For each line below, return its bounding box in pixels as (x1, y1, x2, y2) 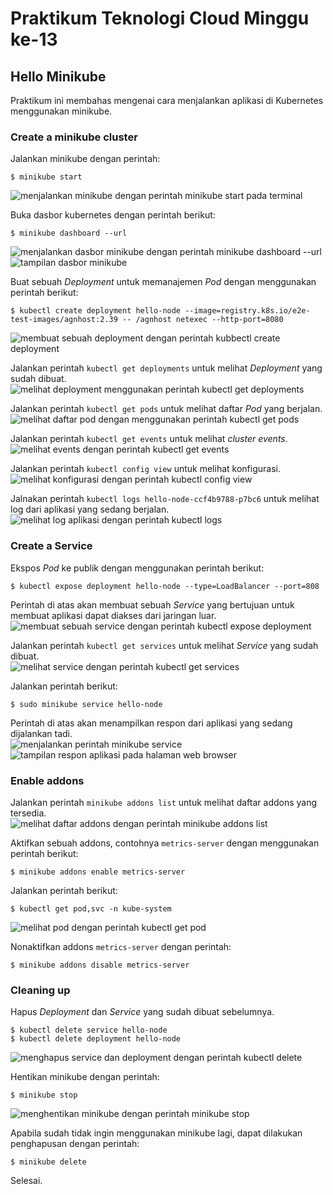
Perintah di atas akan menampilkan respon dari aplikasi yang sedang (10, 717, 293, 729)
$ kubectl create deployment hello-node (10, 306, 182, 316)
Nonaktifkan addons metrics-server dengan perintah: (10, 940, 232, 952)
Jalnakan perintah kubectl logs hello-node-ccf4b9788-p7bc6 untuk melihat (10, 493, 320, 505)
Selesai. (10, 1175, 43, 1187)
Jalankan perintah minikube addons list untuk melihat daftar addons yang (10, 796, 318, 808)
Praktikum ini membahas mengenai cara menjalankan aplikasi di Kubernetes (10, 95, 324, 106)
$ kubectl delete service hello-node (10, 1025, 168, 1036)
